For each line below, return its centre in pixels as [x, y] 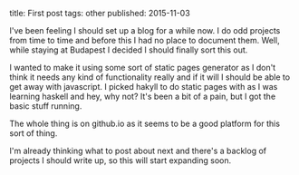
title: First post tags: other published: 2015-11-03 [100, 13]
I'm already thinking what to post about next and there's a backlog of [138, 151]
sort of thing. [34, 133]
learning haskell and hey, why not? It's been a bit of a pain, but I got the [143, 96]
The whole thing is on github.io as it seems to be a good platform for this [145, 123]
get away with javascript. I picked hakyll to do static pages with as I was [144, 87]
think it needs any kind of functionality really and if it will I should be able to [150, 77]
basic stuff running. [46, 106]
